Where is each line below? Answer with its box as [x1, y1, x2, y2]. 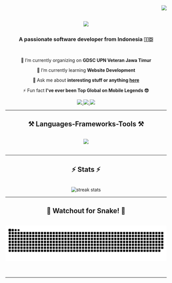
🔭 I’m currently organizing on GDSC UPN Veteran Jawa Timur [20, 57, 152, 64]
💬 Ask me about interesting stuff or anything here [32, 77, 140, 84]
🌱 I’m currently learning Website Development [36, 67, 136, 73]
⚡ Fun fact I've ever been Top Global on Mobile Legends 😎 [23, 87, 149, 94]
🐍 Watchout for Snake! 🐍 [46, 206, 126, 215]
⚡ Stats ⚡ [71, 165, 101, 174]
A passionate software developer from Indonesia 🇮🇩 [18, 36, 154, 43]
